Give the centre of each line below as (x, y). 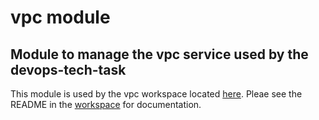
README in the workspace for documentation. (106, 104)
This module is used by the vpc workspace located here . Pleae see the (156, 94)
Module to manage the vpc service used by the (159, 54)
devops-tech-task (68, 69)
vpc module (60, 17)
